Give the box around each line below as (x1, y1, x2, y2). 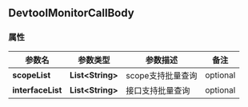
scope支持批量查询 (126, 69, 198, 81)
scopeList (12, 69, 51, 81)
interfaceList (12, 84, 62, 95)
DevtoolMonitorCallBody (8, 6, 134, 20)
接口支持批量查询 (126, 85, 190, 96)
